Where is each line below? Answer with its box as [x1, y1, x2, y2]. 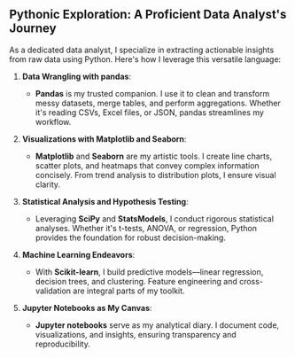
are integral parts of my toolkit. [73, 285, 185, 296]
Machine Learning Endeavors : [21, 249, 136, 260]
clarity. [35, 179, 60, 190]
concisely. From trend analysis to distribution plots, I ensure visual [35, 169, 276, 180]
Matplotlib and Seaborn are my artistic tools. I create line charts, [35, 151, 273, 161]
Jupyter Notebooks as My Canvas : [21, 302, 152, 313]
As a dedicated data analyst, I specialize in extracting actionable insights [9, 44, 275, 55]
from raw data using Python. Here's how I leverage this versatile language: [9, 53, 282, 65]
